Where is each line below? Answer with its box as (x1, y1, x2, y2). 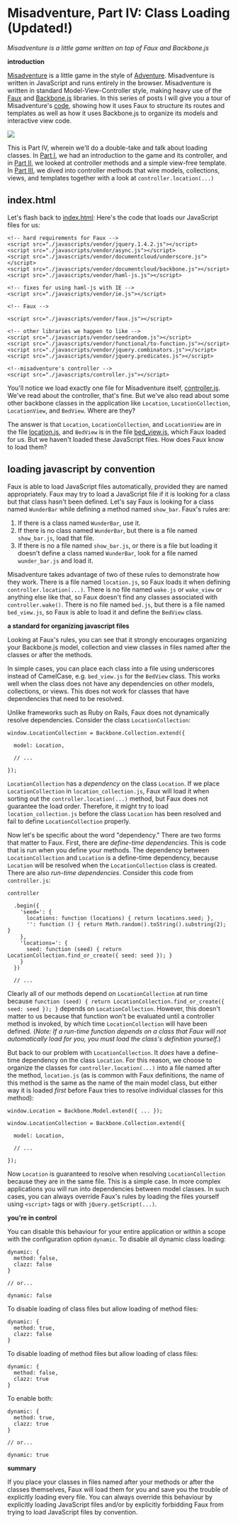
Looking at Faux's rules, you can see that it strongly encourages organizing (7, 635, 227, 644)
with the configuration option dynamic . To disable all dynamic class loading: (7, 1235, 227, 1243)
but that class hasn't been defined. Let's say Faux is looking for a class (7, 497, 215, 506)
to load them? (7, 443, 47, 451)
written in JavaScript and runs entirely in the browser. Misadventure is (7, 78, 212, 87)
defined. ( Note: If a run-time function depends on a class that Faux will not (7, 1026, 227, 1035)
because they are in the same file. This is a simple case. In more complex (7, 1177, 221, 1186)
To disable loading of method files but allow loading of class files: (7, 1349, 198, 1357)
